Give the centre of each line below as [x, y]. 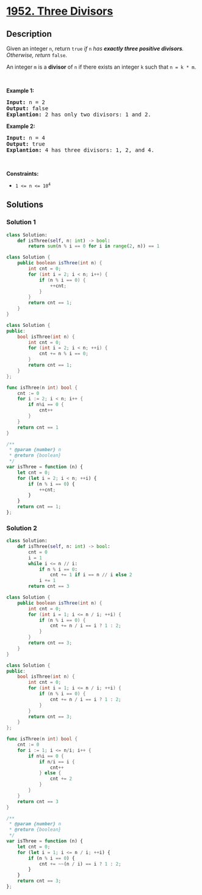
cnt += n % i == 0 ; [63, 354]
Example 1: [20, 91]
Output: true [26, 144]
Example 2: [21, 126]
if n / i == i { [57, 762]
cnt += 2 [61, 779]
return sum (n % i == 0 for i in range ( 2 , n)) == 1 [94, 246]
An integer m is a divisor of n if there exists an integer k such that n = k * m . [101, 67]
